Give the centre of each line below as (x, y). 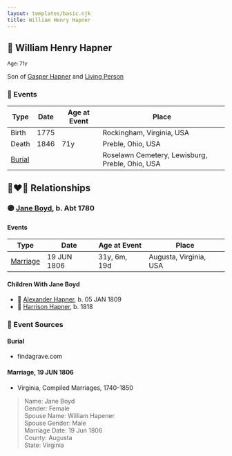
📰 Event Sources (35, 325)
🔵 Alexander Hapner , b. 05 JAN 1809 (69, 299)
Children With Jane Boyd (44, 284)
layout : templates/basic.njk (49, 13)
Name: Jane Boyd (49, 401)
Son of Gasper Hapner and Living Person (66, 77)
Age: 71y (17, 64)
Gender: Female (47, 408)
